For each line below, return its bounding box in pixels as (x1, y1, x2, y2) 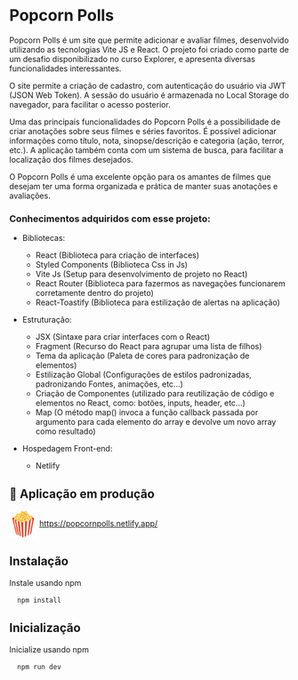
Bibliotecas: (21, 233, 66, 244)
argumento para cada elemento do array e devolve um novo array (35, 417, 277, 428)
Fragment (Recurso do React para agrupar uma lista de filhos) (35, 341, 262, 352)
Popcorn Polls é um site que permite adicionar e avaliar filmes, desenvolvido (9, 35, 289, 45)
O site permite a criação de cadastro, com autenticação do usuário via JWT (9, 80, 286, 91)
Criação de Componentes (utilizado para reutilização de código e (35, 388, 275, 399)
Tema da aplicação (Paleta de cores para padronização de (35, 350, 250, 361)
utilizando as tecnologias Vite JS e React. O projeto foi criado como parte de (9, 44, 289, 54)
